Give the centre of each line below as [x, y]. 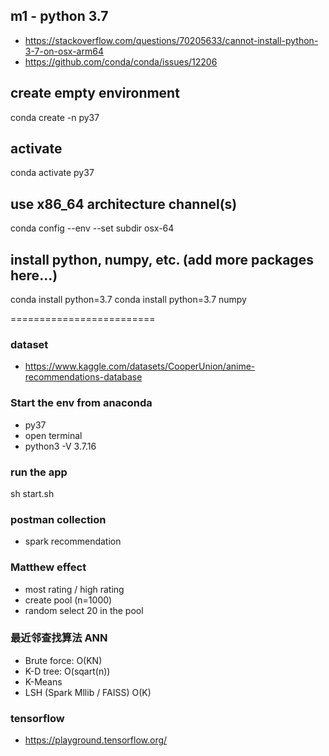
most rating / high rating [74, 589]
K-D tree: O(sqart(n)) [67, 671]
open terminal [53, 435]
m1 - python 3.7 [59, 16]
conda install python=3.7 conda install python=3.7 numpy [128, 300]
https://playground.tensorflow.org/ [96, 740]
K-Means [43, 681]
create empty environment [95, 93]
